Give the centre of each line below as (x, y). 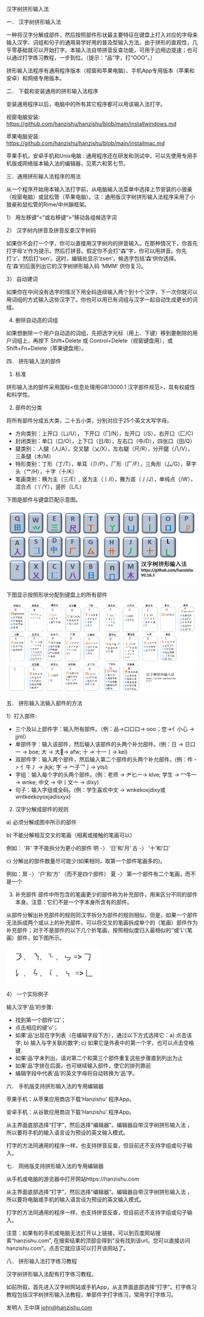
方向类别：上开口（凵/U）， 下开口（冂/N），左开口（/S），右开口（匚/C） (106, 433)
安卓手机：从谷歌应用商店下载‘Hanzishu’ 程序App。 (70, 1112)
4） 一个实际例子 (27, 994)
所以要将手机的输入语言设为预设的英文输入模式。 (67, 1133)
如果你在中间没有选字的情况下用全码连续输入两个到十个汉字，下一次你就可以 (102, 292)
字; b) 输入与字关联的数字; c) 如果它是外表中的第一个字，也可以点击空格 (104, 1043)
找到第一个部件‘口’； (41, 1020)
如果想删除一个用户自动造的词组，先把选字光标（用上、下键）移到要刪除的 (99, 333)
